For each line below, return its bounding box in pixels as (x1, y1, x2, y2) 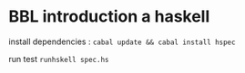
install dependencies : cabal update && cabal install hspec (8, 36, 236, 47)
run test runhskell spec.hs (8, 53, 109, 64)
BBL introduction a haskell (8, 6, 210, 27)
